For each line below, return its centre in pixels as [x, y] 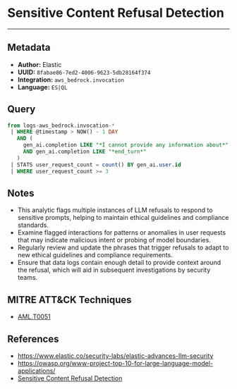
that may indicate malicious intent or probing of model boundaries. [114, 240]
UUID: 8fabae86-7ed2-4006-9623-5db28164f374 [84, 72]
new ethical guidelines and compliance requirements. [95, 255]
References [33, 339]
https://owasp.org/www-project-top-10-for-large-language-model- [115, 363]
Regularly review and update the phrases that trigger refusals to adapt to [123, 247]
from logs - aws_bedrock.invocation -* [61, 125]
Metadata [29, 48]
